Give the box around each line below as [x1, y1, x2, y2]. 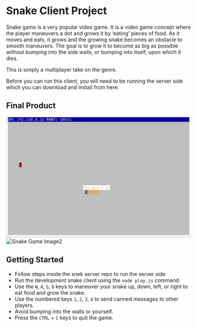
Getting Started [6, 255, 64, 265]
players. [14, 301, 34, 309]
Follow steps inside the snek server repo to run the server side [14, 270, 166, 277]
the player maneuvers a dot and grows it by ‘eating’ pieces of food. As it [6, 29, 180, 36]
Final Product [6, 101, 56, 111]
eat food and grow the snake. [14, 289, 86, 296]
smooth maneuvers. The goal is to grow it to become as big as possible [6, 42, 179, 49]
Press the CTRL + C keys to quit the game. [14, 314, 114, 321]
